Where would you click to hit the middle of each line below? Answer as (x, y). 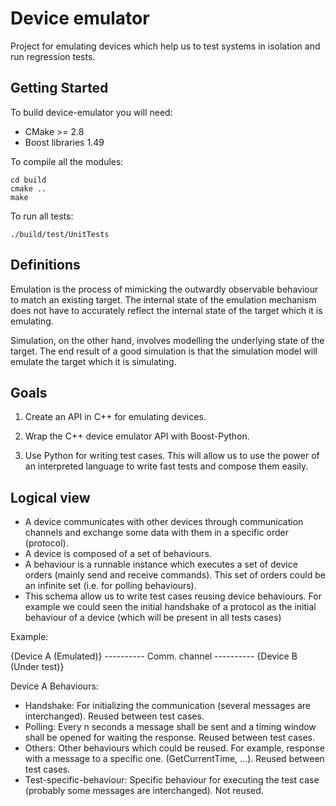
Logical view (50, 497)
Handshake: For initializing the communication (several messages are (168, 706)
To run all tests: (42, 216)
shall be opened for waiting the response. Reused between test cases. (169, 738)
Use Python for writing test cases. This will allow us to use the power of (172, 456)
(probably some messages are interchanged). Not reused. (144, 791)
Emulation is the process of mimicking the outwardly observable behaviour (164, 289)
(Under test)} (37, 667)
